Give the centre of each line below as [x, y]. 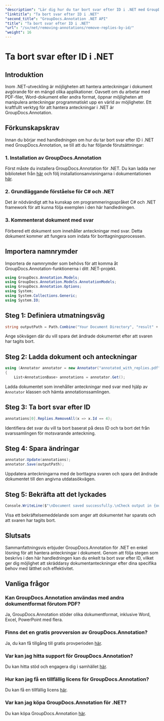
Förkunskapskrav [32, 128]
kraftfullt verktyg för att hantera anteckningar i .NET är [60, 107]
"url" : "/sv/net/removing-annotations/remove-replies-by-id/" [70, 28]
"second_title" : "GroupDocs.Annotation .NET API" [57, 19]
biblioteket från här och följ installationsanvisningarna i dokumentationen [78, 174]
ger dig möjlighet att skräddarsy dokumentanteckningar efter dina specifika [81, 563]
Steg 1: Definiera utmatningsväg [55, 316]
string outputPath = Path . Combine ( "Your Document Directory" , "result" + [82, 327]
